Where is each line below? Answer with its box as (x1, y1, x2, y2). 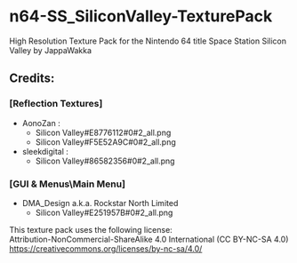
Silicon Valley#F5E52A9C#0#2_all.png (35, 136, 176, 147)
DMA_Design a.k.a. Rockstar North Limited (21, 197, 179, 208)
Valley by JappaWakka (9, 44, 92, 55)
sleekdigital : (21, 146, 69, 156)
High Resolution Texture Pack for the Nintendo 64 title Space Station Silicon (9, 36, 287, 46)
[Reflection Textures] (9, 98, 103, 110)
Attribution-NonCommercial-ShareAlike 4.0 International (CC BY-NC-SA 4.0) (9, 234, 289, 244)
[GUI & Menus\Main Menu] (9, 178, 126, 190)
